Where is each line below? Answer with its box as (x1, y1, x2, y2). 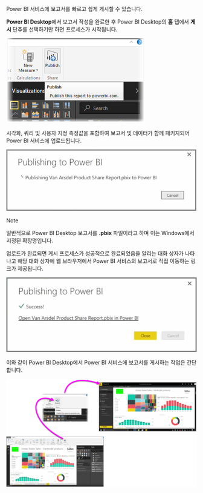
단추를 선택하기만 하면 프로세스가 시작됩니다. (12, 26, 118, 33)
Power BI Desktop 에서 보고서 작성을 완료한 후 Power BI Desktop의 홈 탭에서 (6, 18, 189, 25)
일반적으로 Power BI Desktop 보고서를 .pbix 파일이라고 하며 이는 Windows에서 (6, 230, 195, 236)
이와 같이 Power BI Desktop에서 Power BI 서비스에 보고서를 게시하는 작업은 (6, 359, 185, 366)
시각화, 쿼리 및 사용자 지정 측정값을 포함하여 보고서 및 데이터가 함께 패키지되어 (6, 130, 190, 136)
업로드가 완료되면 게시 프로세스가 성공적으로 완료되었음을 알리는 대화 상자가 (6, 250, 184, 257)
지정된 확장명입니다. (6, 237, 53, 244)
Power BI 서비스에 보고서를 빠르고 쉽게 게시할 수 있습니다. (6, 5, 143, 12)
